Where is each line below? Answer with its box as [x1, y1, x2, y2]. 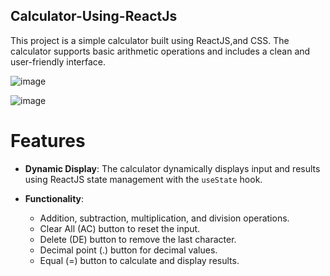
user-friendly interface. [10, 55, 107, 68]
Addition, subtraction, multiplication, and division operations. [39, 212, 290, 224]
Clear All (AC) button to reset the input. [39, 222, 201, 234]
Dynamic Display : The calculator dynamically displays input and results [24, 162, 321, 174]
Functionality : [24, 192, 85, 204]
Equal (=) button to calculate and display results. [39, 254, 240, 266]
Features [10, 130, 86, 152]
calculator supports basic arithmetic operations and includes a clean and [10, 45, 311, 57]
